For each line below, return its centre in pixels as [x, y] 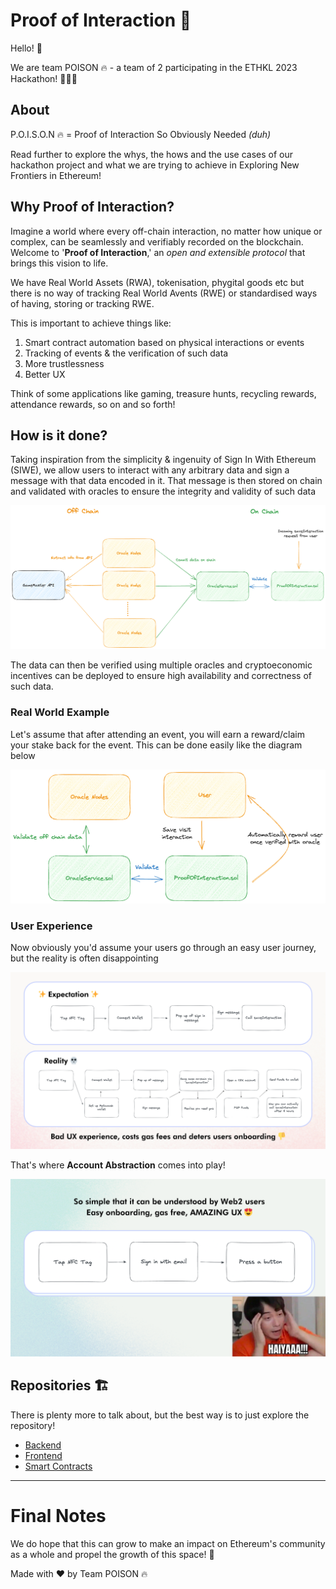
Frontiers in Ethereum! [56, 175]
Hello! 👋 [26, 48]
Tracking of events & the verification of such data [126, 353]
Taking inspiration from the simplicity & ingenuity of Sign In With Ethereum [163, 460]
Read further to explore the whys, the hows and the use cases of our [151, 154]
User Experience [51, 926]
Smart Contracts [58, 1466]
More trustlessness [64, 363]
